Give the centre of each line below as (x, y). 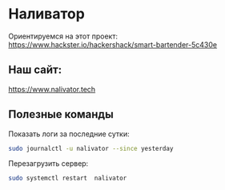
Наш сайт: (35, 70)
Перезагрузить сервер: (48, 164)
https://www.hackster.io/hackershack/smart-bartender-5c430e (113, 44)
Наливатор (47, 14)
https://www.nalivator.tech (52, 89)
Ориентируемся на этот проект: (63, 36)
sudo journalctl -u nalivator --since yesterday (91, 148)
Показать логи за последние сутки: (69, 134)
